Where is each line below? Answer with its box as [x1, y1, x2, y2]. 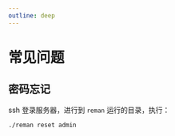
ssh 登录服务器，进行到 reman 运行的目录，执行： [8, 105, 170, 115]
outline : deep [8, 11, 56, 20]
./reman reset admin [8, 121, 78, 129]
